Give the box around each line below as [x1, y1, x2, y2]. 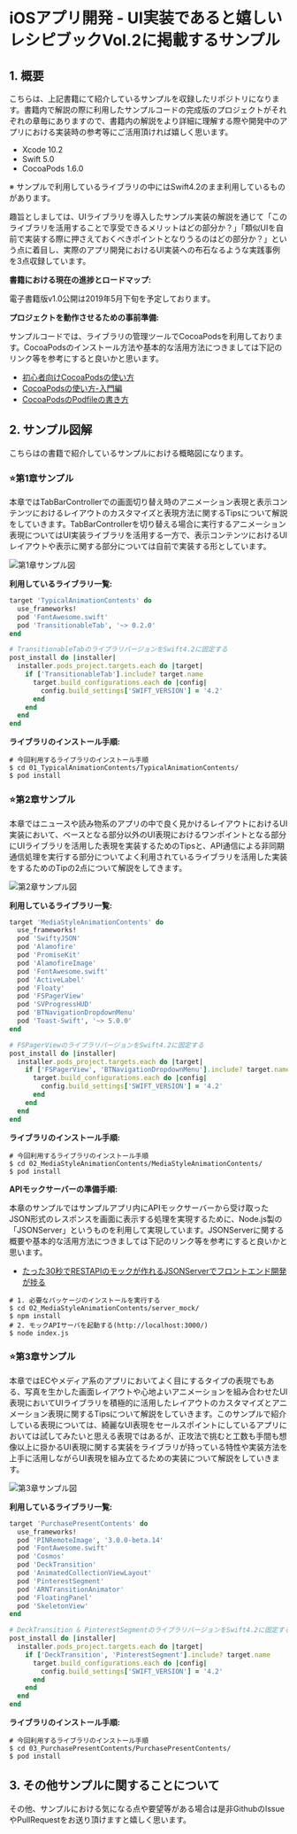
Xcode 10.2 [21, 144, 64, 155]
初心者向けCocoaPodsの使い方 [21, 372, 135, 382]
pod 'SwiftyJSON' [17, 934, 81, 944]
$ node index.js [9, 1328, 69, 1338]
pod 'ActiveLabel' [17, 975, 86, 984]
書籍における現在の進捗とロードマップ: [9, 275, 152, 284]
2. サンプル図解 [9, 423, 93, 438]
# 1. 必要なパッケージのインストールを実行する [9, 1295, 161, 1305]
